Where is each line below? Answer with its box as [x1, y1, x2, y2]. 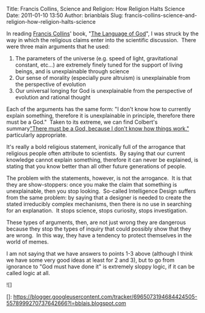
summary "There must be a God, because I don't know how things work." [6, 125, 189, 132]
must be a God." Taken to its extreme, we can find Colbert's [6, 118, 158, 126]
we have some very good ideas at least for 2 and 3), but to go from [6, 256, 175, 264]
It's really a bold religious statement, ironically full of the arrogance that [6, 143, 185, 150]
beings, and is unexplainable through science [15, 68, 129, 75]
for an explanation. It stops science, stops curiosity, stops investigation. [6, 207, 188, 214]
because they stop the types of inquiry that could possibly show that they [6, 225, 192, 232]
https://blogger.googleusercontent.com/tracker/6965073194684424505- [13, 293, 198, 300]
